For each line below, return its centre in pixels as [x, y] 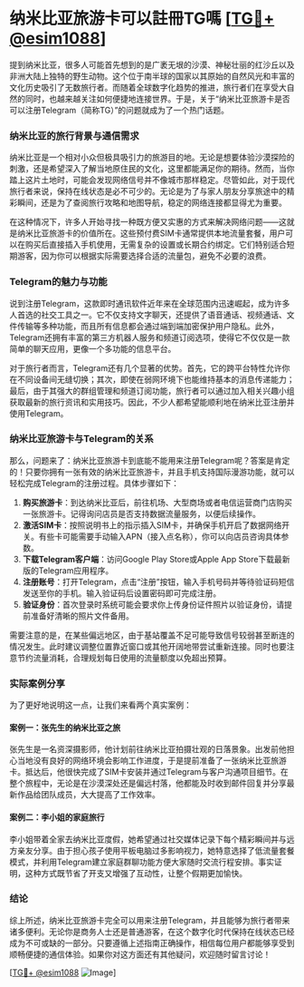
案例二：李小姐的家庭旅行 [57, 816]
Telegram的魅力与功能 [58, 282]
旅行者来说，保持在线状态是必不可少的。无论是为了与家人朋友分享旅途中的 [148, 191]
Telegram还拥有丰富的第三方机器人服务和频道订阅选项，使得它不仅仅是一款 [150, 337]
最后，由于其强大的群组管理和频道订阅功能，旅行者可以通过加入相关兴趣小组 [152, 390]
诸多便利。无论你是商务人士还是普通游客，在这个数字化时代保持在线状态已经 [152, 932]
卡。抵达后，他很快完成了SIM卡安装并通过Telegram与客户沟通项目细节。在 [149, 772]
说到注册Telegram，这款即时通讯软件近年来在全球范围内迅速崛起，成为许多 [150, 303]
